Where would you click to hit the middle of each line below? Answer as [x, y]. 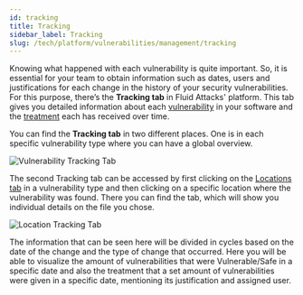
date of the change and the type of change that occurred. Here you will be [148, 252]
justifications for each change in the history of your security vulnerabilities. [149, 88]
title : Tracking [40, 26]
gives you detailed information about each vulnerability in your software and [151, 107]
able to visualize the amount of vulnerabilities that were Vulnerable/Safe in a [151, 262]
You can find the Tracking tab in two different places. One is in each [137, 134]
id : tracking [34, 18]
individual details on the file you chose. [82, 207]
